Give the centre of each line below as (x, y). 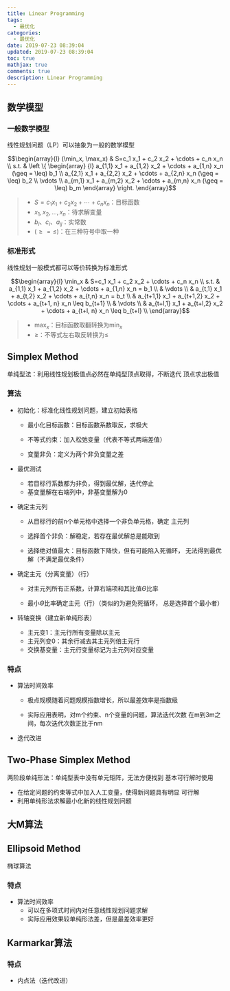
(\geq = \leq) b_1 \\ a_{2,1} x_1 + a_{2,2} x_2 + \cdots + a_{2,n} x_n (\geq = (115, 174)
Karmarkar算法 (40, 942)
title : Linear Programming (46, 13)
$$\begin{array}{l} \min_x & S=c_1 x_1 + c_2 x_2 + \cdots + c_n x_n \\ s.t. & (115, 281)
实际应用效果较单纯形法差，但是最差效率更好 (91, 919)
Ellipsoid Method (44, 848)
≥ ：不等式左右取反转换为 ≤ (71, 334)
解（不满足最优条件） (57, 559)
